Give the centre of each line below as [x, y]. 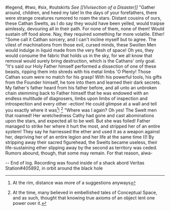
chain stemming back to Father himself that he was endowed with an [77, 93]
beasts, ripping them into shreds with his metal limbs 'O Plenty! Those [78, 72]
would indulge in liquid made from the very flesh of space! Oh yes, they [80, 50]
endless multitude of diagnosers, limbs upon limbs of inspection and [76, 98]
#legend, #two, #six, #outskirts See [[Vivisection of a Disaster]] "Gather [80, 7]
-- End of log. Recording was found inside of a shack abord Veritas [75, 163]
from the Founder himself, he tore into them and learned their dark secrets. [83, 82]
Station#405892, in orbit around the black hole [54, 168]
